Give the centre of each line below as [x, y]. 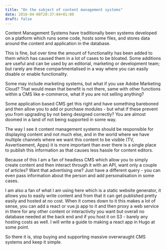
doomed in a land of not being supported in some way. [61, 120]
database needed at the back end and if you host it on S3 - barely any [77, 217]
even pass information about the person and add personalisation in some [80, 176]
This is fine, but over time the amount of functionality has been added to [79, 53]
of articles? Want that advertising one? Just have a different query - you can [83, 170]
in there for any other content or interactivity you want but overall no [75, 211]
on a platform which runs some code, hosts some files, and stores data [78, 38]
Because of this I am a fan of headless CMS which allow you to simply [77, 160]
